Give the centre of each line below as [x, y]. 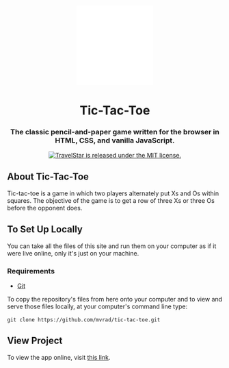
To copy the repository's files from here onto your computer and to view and [115, 299]
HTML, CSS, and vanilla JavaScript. [115, 140]
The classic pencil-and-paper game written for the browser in [115, 132]
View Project [35, 341]
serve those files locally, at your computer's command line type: [97, 306]
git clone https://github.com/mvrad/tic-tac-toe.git [84, 320]
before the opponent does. [45, 208]
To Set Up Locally [45, 229]
